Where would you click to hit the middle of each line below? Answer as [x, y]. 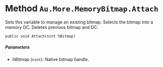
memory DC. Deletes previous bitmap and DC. [52, 27]
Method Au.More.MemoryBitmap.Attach [82, 9]
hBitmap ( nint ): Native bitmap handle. [51, 59]
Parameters [17, 47]
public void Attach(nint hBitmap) [41, 36]
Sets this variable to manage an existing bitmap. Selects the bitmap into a [79, 22]
